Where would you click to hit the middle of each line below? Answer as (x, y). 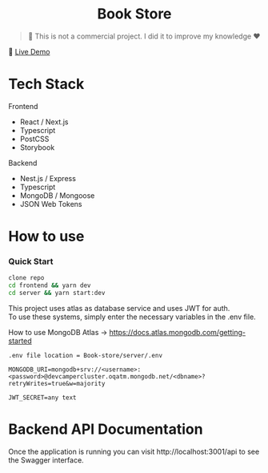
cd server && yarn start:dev (57, 293)
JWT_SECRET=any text (43, 398)
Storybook (37, 147)
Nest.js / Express (48, 178)
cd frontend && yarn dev (50, 285)
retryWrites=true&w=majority (57, 383)
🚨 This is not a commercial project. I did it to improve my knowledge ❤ (144, 36)
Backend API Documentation (106, 429)
